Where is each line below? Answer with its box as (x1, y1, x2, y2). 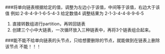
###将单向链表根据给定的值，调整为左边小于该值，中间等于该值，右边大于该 (5, 4, 160, 10)
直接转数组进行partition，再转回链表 (12, 21, 86, 27)
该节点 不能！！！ (5, 44, 41, 49)
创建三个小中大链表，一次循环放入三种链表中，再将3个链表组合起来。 (12, 27, 154, 33)
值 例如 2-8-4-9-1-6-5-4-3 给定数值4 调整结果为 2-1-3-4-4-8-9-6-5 (5, 10, 144, 16)
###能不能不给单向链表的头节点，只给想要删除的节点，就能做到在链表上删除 (5, 37, 160, 43)
